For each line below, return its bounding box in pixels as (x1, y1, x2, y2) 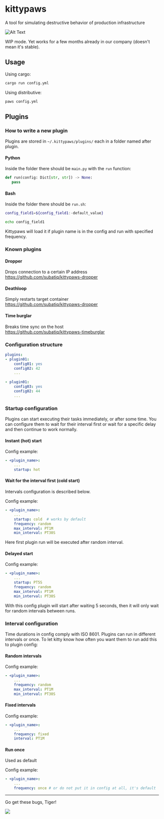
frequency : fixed (14, 732, 49, 737)
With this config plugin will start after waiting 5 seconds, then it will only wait (5, 602, 159, 609)
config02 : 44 (14, 388, 41, 393)
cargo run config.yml (5, 80, 49, 85)
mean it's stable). (5, 44, 40, 50)
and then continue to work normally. (5, 426, 78, 432)
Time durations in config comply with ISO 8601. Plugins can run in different (5, 631, 156, 637)
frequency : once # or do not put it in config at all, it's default (14, 786, 156, 791)
